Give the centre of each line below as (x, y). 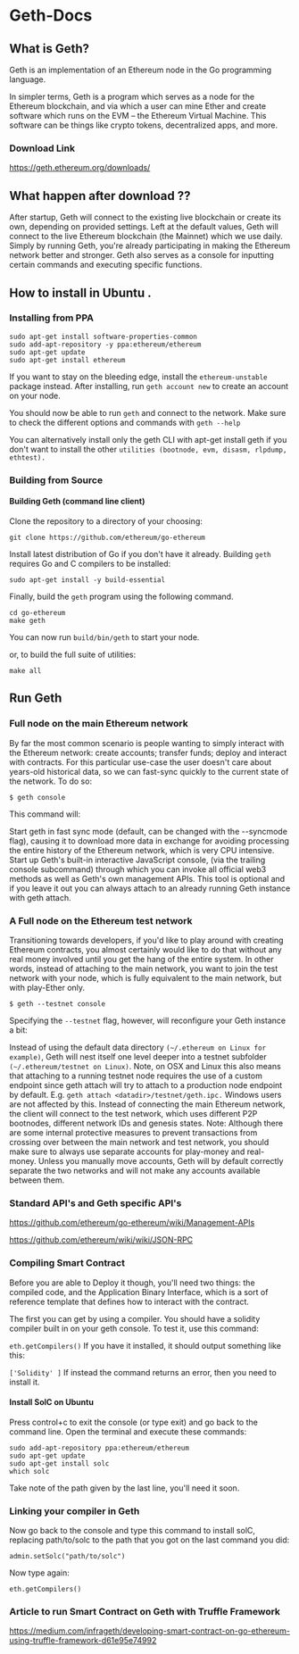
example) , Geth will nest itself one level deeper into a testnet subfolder (138, 1056)
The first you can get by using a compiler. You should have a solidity (135, 1318)
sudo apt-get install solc (59, 1463)
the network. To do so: (50, 781)
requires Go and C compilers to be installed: (90, 563)
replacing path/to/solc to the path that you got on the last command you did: (149, 1540)
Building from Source (56, 480)
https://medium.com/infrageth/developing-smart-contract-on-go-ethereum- (149, 1631)
